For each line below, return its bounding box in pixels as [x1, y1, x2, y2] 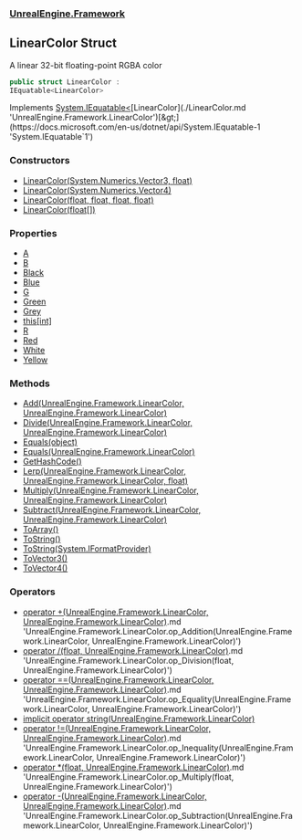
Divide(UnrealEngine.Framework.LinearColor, [22, 417, 193, 428]
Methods [9, 377, 50, 390]
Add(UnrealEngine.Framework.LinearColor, [22, 398, 184, 409]
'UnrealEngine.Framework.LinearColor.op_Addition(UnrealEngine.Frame [22, 625, 293, 636]
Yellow [22, 354, 48, 365]
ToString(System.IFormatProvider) [22, 543, 152, 554]
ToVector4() [22, 562, 68, 573]
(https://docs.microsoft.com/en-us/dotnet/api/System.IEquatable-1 [9, 121, 261, 132]
